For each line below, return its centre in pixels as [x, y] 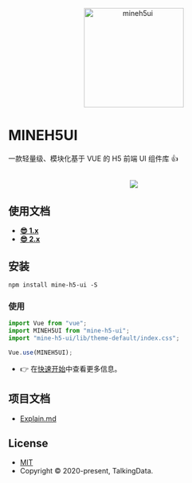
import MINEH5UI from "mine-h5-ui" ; [69, 331]
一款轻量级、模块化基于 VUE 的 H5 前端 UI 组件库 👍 [93, 158]
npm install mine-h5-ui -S [53, 285]
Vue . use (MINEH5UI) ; [41, 353]
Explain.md [38, 419]
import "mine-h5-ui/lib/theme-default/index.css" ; [94, 338]
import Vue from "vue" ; [48, 323]
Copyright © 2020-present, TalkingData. [86, 471]
